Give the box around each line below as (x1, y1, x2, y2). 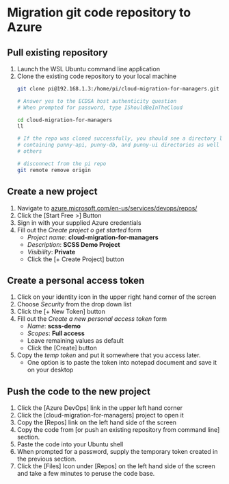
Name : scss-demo (27, 322, 81, 330)
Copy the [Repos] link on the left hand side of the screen (16, 418, 176, 426)
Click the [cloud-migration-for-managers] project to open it (16, 411, 185, 420)
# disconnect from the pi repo (16, 160, 107, 167)
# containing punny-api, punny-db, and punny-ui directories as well (16, 142, 220, 149)
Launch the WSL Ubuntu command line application (16, 65, 161, 73)
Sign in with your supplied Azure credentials (16, 218, 142, 227)
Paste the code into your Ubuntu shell (16, 440, 124, 448)
